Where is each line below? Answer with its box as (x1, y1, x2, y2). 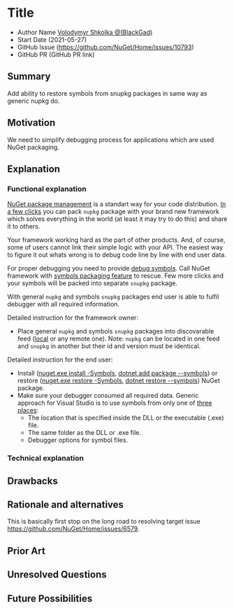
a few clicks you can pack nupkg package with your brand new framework (7, 208, 220, 216)
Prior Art (7, 545, 45, 557)
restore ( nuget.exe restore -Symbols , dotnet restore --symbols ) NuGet (17, 376, 220, 385)
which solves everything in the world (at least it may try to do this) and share (7, 215, 228, 223)
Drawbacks (7, 475, 58, 487)
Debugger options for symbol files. (27, 436, 128, 445)
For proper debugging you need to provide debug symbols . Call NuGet (7, 264, 211, 273)
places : (17, 406, 39, 415)
